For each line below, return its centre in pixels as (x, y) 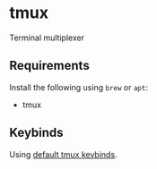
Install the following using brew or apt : (78, 87)
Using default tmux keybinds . (64, 154)
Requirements (49, 66)
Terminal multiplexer (47, 38)
